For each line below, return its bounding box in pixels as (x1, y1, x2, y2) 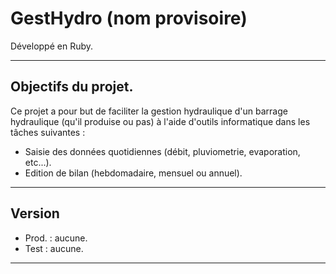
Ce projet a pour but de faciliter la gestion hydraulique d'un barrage (10, 105, 288, 117)
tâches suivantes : (10, 126, 86, 138)
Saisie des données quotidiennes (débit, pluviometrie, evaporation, (24, 145, 301, 157)
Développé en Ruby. (10, 40, 94, 52)
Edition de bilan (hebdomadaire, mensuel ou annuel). (24, 167, 243, 179)
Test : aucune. (24, 242, 84, 254)
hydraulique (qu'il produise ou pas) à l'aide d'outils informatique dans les (10, 115, 311, 127)
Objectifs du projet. (10, 78, 134, 96)
